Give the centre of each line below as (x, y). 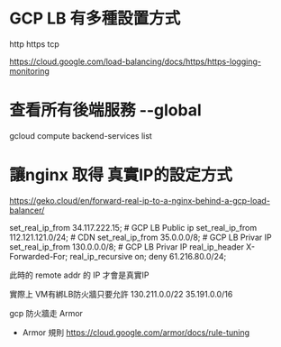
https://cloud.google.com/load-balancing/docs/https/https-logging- (135, 61)
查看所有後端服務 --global (106, 110)
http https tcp (35, 44)
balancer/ (27, 210)
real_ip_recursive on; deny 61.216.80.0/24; (148, 256)
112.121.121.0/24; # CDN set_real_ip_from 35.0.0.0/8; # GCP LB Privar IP (140, 237)
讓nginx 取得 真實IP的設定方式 (121, 175)
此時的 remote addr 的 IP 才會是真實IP (79, 275)
